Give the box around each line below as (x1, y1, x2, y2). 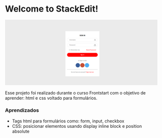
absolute (12, 128, 30, 134)
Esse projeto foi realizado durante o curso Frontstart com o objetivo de (5, 90, 146, 95)
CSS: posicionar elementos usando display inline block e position (12, 123, 142, 129)
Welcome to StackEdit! (5, 3, 98, 15)
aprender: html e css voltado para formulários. (5, 95, 98, 101)
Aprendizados (5, 107, 39, 114)
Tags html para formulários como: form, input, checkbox (12, 118, 125, 124)
